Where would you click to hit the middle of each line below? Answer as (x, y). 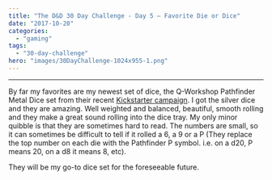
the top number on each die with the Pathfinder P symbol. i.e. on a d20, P (131, 143)
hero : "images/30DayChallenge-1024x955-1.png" (88, 61)
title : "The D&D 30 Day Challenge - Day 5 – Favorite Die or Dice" (125, 16)
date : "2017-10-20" (41, 23)
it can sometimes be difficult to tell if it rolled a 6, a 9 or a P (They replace (130, 134)
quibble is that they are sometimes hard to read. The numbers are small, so (134, 125)
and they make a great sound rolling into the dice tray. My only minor (123, 117)
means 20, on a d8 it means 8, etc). (68, 151)
